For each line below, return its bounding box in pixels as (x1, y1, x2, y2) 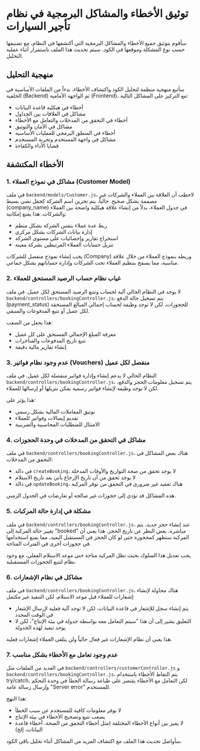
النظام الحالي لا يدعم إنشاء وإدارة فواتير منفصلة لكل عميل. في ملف (6, 372, 157, 379)
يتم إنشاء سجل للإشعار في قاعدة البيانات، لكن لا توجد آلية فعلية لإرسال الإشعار (14, 604, 189, 611)
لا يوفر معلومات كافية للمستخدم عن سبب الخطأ (14, 706, 121, 714)
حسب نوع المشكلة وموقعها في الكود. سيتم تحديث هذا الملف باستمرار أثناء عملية (6, 46, 185, 53)
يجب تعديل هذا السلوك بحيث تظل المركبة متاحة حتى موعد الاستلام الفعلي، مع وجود (6, 551, 191, 558)
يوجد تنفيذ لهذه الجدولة (14, 623, 66, 631)
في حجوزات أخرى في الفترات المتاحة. (6, 540, 91, 547)
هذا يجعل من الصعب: (6, 318, 53, 326)
